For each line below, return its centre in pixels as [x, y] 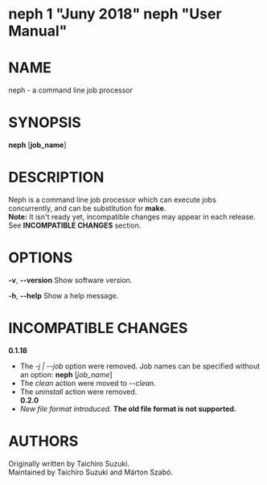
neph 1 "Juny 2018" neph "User [115, 14]
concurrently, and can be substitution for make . [87, 208]
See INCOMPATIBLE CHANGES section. [75, 225]
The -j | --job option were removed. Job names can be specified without [140, 366]
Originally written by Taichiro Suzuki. [69, 463]
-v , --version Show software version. [70, 280]
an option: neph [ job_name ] [66, 374]
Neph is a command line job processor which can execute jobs [113, 199]
